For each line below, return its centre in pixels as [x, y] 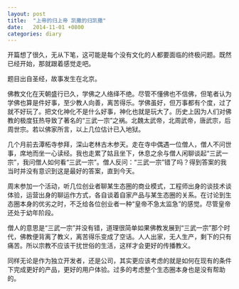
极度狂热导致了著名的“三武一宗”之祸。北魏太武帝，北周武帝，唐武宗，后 [125, 121]
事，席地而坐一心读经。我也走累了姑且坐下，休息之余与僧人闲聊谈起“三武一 [118, 153]
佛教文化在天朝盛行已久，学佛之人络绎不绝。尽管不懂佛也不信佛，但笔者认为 [119, 94]
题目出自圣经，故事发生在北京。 [54, 79]
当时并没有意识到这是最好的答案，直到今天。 [73, 171]
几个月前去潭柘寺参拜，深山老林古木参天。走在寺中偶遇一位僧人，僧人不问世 [119, 144]
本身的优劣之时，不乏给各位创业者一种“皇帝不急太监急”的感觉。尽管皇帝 [125, 204]
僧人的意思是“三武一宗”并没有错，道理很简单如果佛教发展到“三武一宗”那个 [116, 228]
